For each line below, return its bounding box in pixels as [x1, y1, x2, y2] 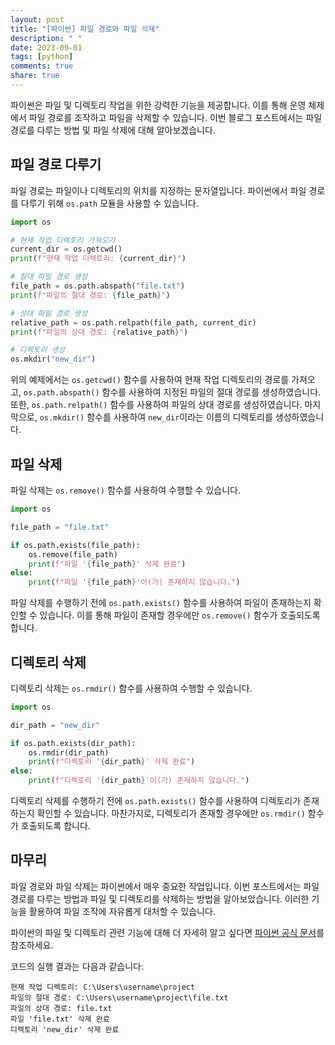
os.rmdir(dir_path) [28, 747, 110, 758]
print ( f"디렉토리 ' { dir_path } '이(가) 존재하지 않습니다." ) [28, 776, 250, 786]
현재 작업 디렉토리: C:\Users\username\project [10, 982, 196, 992]
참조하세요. [10, 939, 54, 951]
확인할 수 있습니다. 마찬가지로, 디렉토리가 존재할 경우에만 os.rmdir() [36, 807, 306, 820]
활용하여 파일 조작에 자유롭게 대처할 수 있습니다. [28, 905, 216, 917]
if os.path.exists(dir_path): [10, 738, 137, 748]
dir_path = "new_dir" [10, 720, 101, 730]
